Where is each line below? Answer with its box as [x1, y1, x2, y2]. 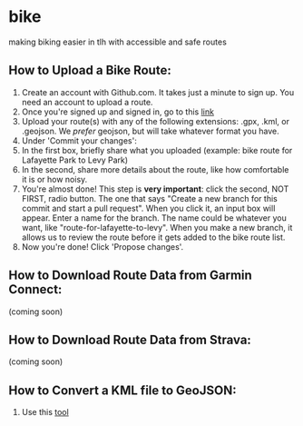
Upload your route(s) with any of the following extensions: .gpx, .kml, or [21, 115, 289, 126]
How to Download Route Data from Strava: [8, 332, 251, 347]
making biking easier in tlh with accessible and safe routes [8, 36, 228, 47]
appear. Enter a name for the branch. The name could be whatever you [21, 212, 287, 223]
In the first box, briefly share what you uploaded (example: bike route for [21, 144, 293, 155]
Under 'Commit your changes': [21, 134, 137, 146]
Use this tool [21, 407, 69, 418]
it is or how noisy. [21, 173, 88, 184]
